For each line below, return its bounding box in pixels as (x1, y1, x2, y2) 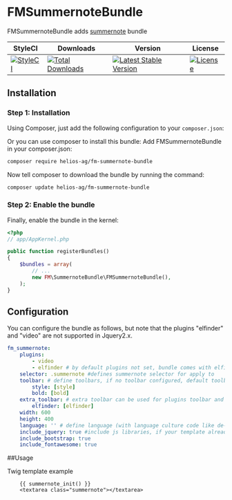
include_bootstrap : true (19, 435, 91, 442)
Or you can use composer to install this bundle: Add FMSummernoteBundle (7, 137, 222, 145)
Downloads (57, 43, 96, 53)
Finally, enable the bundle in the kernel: (7, 216, 119, 224)
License (192, 43, 219, 53)
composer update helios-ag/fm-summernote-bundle (7, 184, 150, 191)
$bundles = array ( (19, 261, 72, 268)
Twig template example (7, 467, 74, 476)
